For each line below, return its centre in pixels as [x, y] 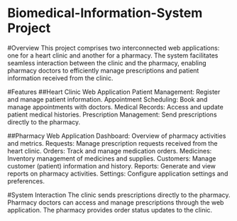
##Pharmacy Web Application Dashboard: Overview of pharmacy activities [117, 136]
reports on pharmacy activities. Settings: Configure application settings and [118, 173]
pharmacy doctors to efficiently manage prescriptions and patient [103, 70]
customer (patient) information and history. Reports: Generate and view [112, 166]
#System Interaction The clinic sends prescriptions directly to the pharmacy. [119, 195]
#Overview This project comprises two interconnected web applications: [114, 48]
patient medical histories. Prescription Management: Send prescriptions [112, 114]
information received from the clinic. [60, 78]
